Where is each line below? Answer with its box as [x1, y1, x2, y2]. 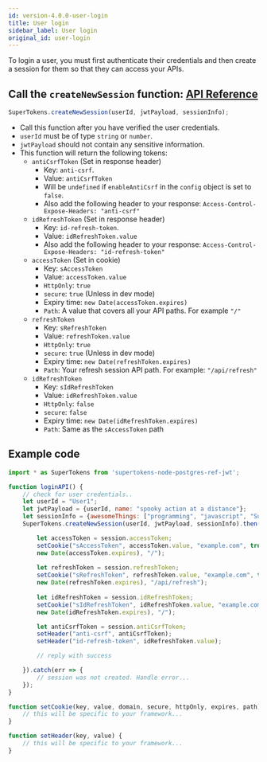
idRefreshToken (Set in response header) [31, 214, 165, 224]
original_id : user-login [8, 33, 91, 42]
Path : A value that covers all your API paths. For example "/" [43, 306, 242, 315]
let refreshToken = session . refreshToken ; [37, 564, 180, 572]
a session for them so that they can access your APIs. [8, 64, 184, 74]
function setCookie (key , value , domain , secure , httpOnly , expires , [8, 702, 240, 711]
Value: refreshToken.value [43, 331, 130, 341]
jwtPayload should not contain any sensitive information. [19, 139, 205, 149]
